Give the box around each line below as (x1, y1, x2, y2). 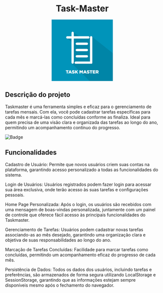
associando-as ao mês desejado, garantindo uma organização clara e (5, 232, 146, 237)
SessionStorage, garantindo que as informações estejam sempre (5, 277, 136, 283)
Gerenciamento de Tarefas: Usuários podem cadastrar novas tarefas (5, 227, 143, 233)
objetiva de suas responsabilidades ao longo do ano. (5, 237, 112, 243)
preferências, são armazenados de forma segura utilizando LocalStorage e (5, 271, 156, 278)
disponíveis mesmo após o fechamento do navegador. (5, 282, 115, 288)
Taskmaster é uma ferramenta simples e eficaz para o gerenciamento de (5, 104, 152, 110)
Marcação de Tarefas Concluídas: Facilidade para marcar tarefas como (5, 246, 148, 252)
